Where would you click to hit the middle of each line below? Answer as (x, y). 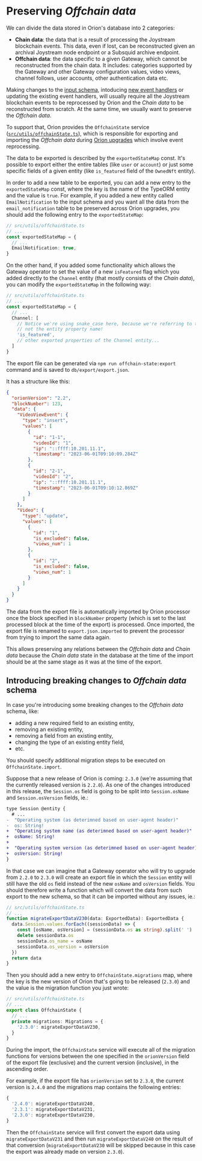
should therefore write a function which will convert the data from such (94, 890)
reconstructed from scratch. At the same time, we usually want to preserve (99, 109)
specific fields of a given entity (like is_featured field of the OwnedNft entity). (101, 171)
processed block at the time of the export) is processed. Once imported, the (101, 625)
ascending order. (27, 1069)
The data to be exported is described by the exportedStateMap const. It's (96, 158)
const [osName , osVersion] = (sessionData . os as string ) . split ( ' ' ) (105, 930)
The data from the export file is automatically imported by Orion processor (98, 612)
